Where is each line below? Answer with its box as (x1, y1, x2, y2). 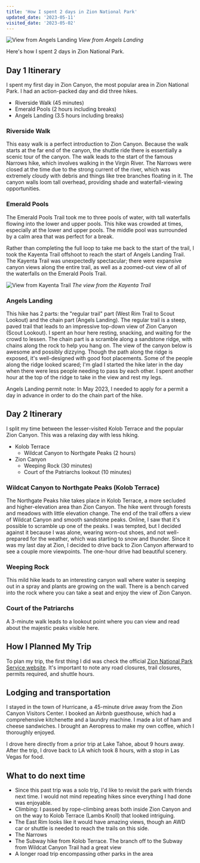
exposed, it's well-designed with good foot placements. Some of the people (6, 355, 193, 362)
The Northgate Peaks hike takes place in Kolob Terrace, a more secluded (6, 497, 186, 504)
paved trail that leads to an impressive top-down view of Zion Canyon (6, 323, 177, 330)
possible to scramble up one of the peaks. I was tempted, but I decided (6, 523, 181, 530)
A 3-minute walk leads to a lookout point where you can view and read (6, 618, 180, 625)
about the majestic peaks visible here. (6, 624, 100, 631)
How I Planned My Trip (6, 642, 92, 652)
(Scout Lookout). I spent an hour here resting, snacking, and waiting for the (6, 329, 191, 336)
